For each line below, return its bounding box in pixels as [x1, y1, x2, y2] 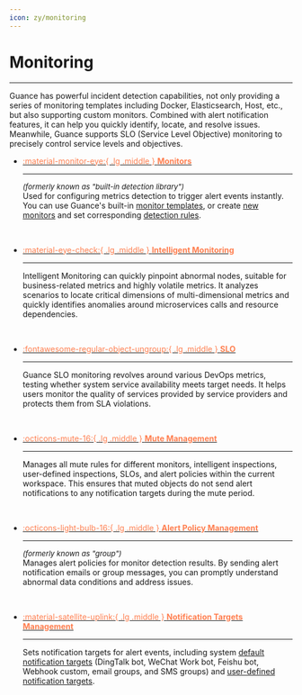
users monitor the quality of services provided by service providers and [22, 388, 288, 399]
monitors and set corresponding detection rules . [22, 209, 202, 221]
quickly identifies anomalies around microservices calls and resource [22, 299, 279, 310]
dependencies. [22, 308, 78, 320]
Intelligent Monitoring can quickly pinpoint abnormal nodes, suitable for [22, 270, 287, 281]
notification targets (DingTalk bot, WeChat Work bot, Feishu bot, [22, 656, 259, 667]
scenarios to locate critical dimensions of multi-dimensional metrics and [22, 289, 289, 300]
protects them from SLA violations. [22, 398, 151, 409]
